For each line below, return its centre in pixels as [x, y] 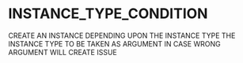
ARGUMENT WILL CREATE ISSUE [63, 52]
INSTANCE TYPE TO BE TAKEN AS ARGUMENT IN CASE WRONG [114, 43]
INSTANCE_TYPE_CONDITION [108, 14]
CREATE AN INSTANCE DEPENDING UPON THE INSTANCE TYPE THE [122, 35]
